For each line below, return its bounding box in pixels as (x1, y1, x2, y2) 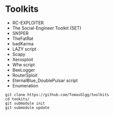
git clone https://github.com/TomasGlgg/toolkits (5, 92, 110, 97)
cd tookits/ (5, 96, 30, 102)
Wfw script (12, 62, 35, 68)
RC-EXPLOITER (12, 20, 44, 26)
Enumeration (12, 82, 38, 88)
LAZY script (12, 46, 37, 52)
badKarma (12, 40, 34, 46)
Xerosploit (12, 56, 34, 62)
